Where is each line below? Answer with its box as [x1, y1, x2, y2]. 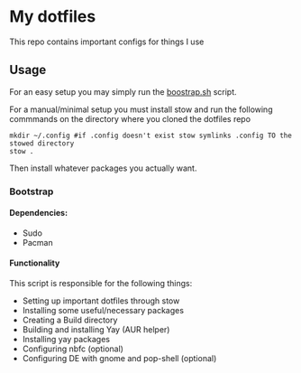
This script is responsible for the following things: [9, 278, 193, 289]
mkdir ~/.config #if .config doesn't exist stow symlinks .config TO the [9, 131, 293, 140]
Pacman [22, 237, 53, 247]
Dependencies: [9, 208, 68, 219]
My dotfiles [9, 6, 96, 27]
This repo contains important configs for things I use [9, 36, 205, 47]
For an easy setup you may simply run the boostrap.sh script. [9, 86, 237, 97]
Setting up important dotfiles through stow [22, 295, 180, 306]
